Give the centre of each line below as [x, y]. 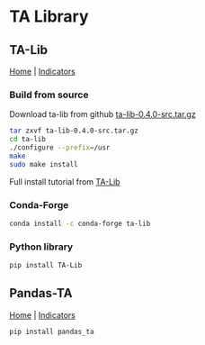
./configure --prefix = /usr [60, 148]
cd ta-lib [28, 140]
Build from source [49, 95]
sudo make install [44, 164]
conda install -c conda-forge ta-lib [80, 223]
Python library [41, 247]
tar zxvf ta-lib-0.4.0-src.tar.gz [74, 131]
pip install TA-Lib [46, 266]
